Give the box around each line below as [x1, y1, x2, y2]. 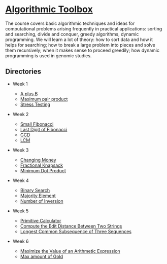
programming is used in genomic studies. [5, 52, 92, 59]
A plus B [20, 90, 38, 97]
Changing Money [20, 157, 57, 163]
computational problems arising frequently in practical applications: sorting [5, 25, 162, 31]
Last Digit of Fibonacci [20, 126, 68, 132]
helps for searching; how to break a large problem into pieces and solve [5, 42, 156, 48]
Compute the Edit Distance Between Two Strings [20, 223, 122, 229]
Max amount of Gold [20, 253, 63, 259]
